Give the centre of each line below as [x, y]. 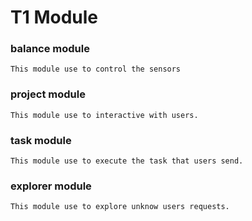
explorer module [51, 186]
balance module [50, 49]
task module [41, 140]
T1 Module [54, 17]
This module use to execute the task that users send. [127, 161]
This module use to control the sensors [96, 69]
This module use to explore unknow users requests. [120, 207]
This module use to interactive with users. [104, 115]
